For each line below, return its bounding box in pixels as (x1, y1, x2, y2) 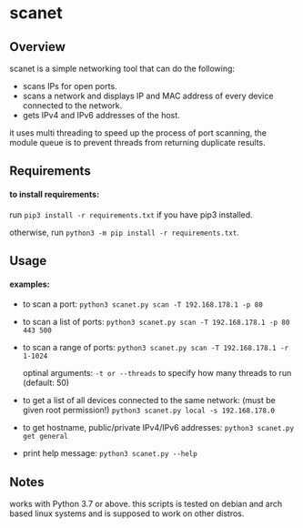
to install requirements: (9, 188, 100, 199)
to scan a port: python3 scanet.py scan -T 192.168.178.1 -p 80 (22, 299, 264, 310)
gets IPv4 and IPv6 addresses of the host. (22, 110, 180, 120)
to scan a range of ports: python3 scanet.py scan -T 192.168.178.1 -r (22, 342, 289, 353)
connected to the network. (22, 100, 123, 111)
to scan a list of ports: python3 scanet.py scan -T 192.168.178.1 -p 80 (22, 317, 290, 328)
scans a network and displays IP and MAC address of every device (22, 90, 274, 101)
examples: (9, 279, 50, 289)
